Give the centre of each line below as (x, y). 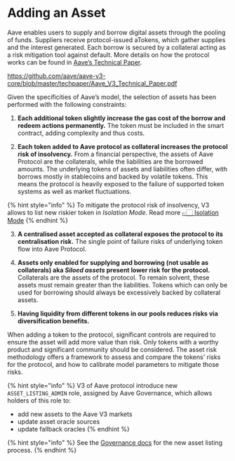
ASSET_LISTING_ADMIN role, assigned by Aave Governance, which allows (110, 393)
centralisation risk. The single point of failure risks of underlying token (120, 241)
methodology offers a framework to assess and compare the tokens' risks (114, 357)
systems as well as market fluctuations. (74, 191)
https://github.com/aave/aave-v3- (56, 76)
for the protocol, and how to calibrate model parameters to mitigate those (113, 364)
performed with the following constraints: (67, 104)
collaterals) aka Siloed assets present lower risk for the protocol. (114, 270)
